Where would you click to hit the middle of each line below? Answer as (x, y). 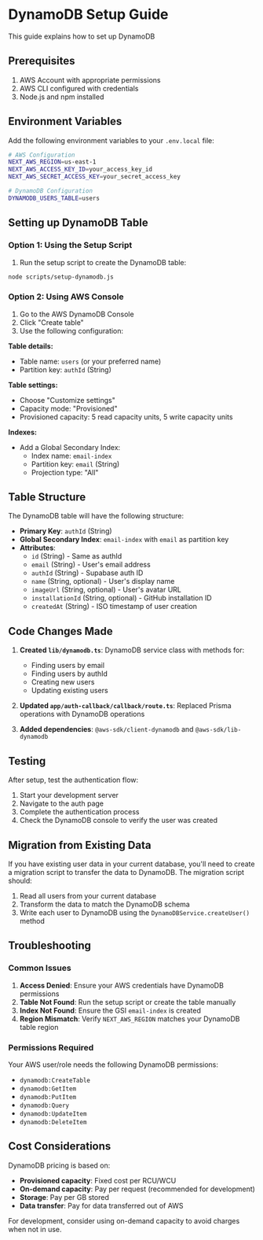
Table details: (31, 346)
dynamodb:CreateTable (55, 1080)
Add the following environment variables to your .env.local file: (111, 140)
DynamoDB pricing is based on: (59, 1165)
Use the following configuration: (71, 330)
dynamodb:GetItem (48, 1089)
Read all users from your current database (88, 895)
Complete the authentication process (79, 812)
